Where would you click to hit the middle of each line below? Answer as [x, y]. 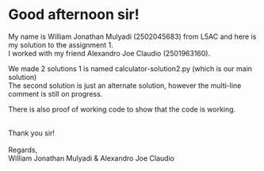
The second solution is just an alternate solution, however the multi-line [125, 85]
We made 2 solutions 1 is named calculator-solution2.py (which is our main [130, 68]
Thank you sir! [32, 133]
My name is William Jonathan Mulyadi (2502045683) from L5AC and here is [132, 36]
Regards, [23, 150]
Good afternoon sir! [74, 15]
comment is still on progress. [55, 93]
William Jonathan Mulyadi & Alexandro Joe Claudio [91, 158]
